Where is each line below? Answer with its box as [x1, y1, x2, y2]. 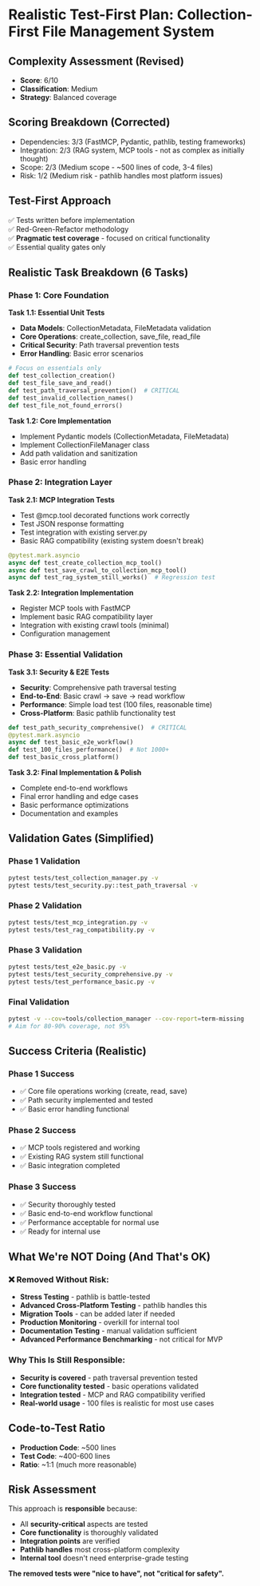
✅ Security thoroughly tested [19, 1199, 116, 1209]
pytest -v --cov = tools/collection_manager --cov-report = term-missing [8, 1015, 245, 1023]
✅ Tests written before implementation [8, 215, 136, 225]
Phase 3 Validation [8, 944, 82, 956]
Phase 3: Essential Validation [8, 649, 124, 660]
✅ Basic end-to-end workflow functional [19, 1208, 153, 1218]
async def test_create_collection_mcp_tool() [8, 558, 162, 566]
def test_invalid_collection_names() [8, 394, 134, 402]
